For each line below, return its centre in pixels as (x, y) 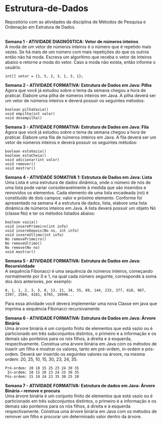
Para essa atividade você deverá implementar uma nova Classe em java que (81, 303)
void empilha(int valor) (30, 114)
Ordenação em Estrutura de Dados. (40, 27)
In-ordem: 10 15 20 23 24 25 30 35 (43, 372)
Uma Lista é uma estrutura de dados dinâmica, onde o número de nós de (78, 182)
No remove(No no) (23, 248)
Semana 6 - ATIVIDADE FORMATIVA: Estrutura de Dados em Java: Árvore (81, 318)
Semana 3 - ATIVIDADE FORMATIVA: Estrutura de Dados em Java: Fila (77, 127)
